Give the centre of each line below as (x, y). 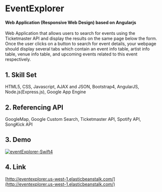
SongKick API (19, 124)
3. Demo (18, 140)
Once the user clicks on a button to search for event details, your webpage (81, 44)
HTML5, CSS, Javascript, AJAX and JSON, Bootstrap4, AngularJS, (72, 87)
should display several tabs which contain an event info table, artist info (77, 49)
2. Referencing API (34, 107)
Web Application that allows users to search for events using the (70, 33)
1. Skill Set (21, 75)
